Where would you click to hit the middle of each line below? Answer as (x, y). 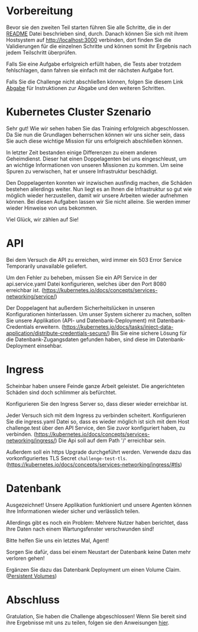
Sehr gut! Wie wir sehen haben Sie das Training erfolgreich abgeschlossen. (98, 128)
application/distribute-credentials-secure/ (57, 333)
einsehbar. (50, 345)
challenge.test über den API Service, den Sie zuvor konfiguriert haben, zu (96, 428)
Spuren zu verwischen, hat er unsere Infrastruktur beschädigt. (82, 171)
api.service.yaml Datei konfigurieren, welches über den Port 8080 (86, 284)
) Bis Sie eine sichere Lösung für (147, 333)
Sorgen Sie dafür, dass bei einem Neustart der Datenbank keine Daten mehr (98, 551)
